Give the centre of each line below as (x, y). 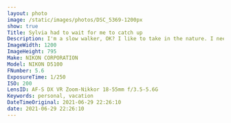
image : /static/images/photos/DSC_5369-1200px (75, 20)
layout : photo (27, 13)
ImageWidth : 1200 (32, 45)
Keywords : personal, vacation (51, 96)
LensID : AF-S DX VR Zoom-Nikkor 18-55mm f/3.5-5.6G (82, 90)
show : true (23, 26)
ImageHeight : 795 (32, 52)
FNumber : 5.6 (26, 70)
